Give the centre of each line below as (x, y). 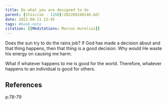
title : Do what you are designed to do (47, 10)
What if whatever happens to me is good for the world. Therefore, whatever (83, 64)
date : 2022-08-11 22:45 (30, 19)
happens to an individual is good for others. (50, 69)
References (24, 85)
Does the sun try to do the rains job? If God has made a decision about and (83, 43)
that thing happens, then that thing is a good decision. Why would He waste (84, 48)
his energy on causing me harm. (38, 54)
